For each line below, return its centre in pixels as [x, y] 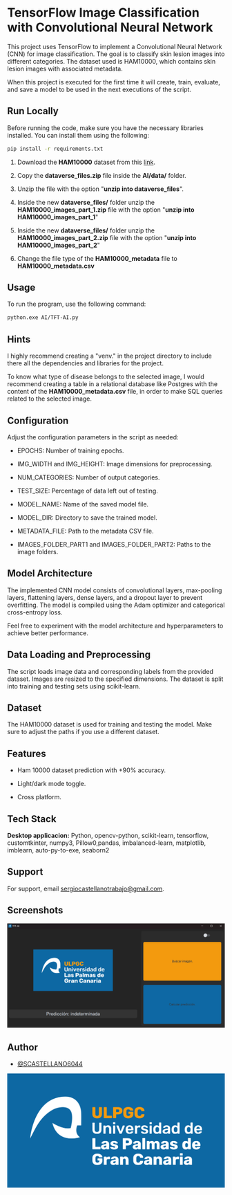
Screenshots [35, 910]
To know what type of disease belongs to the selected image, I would [106, 377]
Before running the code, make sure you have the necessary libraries [105, 128]
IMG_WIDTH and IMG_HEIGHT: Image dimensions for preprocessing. [115, 464]
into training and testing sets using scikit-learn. [74, 686]
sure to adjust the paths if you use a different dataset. [84, 732]
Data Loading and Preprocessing [79, 655]
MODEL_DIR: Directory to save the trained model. [87, 518]
